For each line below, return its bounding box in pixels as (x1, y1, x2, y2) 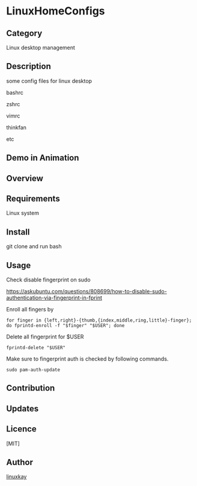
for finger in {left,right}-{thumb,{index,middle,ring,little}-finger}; (6, 317, 192, 323)
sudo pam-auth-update (6, 367, 61, 373)
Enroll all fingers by (6, 306, 54, 313)
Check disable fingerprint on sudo (6, 276, 91, 283)
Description (6, 61, 51, 71)
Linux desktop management (6, 44, 75, 51)
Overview (6, 173, 44, 184)
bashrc (6, 89, 24, 96)
